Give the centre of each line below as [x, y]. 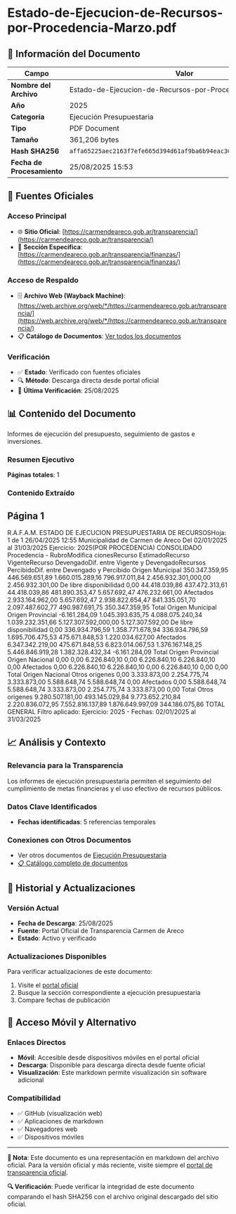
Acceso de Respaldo [43, 280]
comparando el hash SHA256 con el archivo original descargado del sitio [113, 1197]
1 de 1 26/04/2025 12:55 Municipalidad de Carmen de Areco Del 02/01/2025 [117, 540]
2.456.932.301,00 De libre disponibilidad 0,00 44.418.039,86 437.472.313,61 [117, 585]
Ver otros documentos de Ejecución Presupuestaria [92, 855]
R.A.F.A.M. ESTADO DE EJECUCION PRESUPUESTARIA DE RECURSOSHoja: [117, 533]
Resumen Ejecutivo [41, 460]
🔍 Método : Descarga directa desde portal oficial [88, 381]
